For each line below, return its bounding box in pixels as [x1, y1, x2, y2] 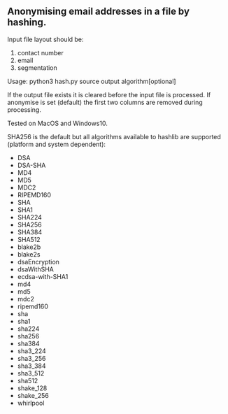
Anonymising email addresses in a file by [7, 6, 190, 17]
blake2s [17, 250, 41, 258]
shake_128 [17, 384, 48, 392]
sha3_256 [17, 354, 46, 362]
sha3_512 [17, 369, 45, 377]
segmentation [17, 63, 57, 72]
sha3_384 [17, 362, 47, 370]
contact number [17, 48, 64, 57]
